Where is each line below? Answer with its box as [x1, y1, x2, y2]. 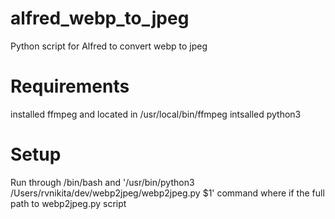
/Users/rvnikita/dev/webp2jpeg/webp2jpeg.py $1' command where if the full [10, 187, 325, 199]
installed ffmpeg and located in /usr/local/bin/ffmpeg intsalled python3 [10, 108, 302, 120]
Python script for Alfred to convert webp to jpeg [10, 40, 208, 52]
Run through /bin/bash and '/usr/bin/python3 [10, 176, 195, 188]
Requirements [10, 75, 130, 98]
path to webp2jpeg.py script [10, 197, 127, 209]
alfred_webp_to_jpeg [10, 7, 190, 30]
